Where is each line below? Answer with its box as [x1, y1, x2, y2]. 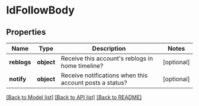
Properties [6, 27, 46, 37]
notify [9, 75, 27, 83]
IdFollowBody [6, 4, 75, 17]
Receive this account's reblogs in [61, 54, 153, 62]
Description [92, 45, 126, 52]
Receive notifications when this [61, 71, 148, 79]
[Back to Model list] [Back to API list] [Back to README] [6, 94, 142, 101]
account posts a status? [61, 79, 127, 87]
